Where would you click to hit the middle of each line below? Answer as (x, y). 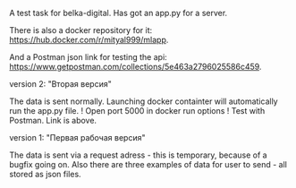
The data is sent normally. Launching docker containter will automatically (144, 101)
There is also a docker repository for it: (81, 30)
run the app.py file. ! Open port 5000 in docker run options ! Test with (137, 111)
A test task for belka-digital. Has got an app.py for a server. (118, 13)
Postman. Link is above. (53, 120)
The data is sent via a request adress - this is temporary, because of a (138, 155)
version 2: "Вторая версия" (60, 84)
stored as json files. (46, 174)
